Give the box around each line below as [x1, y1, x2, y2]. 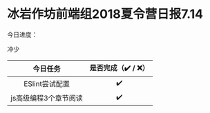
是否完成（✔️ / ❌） [89, 63, 150, 72]
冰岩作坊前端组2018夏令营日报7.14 [7, 6, 204, 22]
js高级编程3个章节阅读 [10, 94, 83, 103]
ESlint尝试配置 [23, 79, 70, 89]
